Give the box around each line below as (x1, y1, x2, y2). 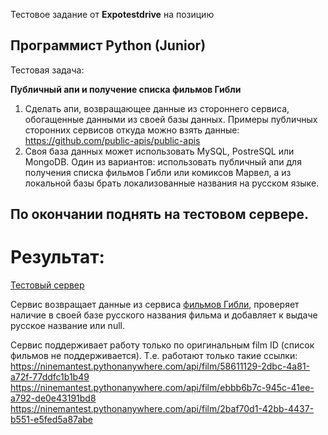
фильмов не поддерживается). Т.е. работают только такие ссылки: (10, 350, 298, 362)
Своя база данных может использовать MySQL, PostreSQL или (24, 145, 295, 157)
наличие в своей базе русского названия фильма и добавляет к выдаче (10, 309, 318, 321)
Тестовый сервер (10, 279, 85, 291)
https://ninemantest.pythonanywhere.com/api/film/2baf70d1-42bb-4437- (10, 403, 315, 415)
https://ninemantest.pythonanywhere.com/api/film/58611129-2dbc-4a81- (10, 360, 311, 373)
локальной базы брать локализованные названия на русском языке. (24, 177, 320, 189)
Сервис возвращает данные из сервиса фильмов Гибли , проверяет (10, 299, 300, 311)
